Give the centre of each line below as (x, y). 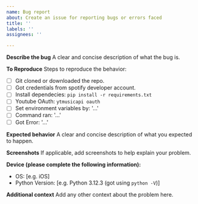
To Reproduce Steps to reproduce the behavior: (66, 69)
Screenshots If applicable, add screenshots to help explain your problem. (99, 152)
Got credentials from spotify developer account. (75, 88)
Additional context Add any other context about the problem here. (90, 194)
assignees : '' (24, 35)
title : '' (19, 23)
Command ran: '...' (38, 115)
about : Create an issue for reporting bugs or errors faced (84, 18)
